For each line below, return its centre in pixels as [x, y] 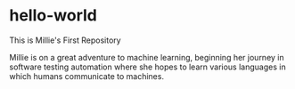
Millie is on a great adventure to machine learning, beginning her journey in [147, 57]
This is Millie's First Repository [66, 40]
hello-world [53, 16]
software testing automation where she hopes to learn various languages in [148, 67]
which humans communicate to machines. [87, 76]
